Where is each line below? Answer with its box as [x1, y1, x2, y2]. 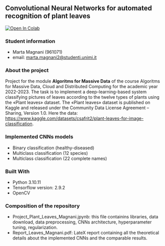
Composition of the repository [5, 202, 80, 209]
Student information [5, 38, 55, 45]
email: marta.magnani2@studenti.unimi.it [12, 55, 97, 61]
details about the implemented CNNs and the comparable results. [12, 235, 147, 241]
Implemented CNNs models [5, 133, 73, 140]
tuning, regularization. [12, 224, 58, 230]
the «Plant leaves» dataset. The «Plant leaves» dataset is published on [5, 100, 150, 106]
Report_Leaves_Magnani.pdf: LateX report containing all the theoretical [12, 230, 159, 236]
